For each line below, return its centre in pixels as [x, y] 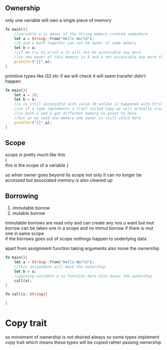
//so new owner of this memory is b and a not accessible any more [85, 57]
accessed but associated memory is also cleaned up [59, 180]
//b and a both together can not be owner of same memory [75, 43]
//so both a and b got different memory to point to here [75, 114]
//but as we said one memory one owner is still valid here [78, 118]
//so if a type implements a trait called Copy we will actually [83, 109]
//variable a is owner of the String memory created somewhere [81, 34]
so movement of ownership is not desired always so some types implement [82, 337]
